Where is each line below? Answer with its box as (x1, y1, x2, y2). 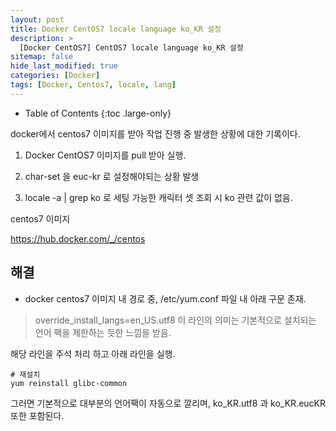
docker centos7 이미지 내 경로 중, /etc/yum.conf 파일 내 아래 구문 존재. (24, 292, 307, 305)
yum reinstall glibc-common (10, 378, 128, 388)
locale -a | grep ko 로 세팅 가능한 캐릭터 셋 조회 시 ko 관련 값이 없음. (24, 191, 293, 203)
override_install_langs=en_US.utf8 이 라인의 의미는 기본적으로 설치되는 (34, 314, 317, 326)
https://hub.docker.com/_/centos (10, 232, 146, 245)
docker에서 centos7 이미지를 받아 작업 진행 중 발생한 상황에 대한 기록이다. (10, 127, 301, 140)
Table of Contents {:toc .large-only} (24, 107, 172, 119)
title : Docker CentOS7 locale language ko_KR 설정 (10, 24, 222, 34)
